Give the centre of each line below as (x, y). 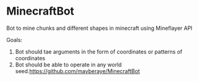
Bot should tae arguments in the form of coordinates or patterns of (99, 51)
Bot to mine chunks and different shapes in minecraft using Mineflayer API (100, 28)
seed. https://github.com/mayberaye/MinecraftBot (77, 71)
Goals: (14, 40)
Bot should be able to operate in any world (68, 65)
